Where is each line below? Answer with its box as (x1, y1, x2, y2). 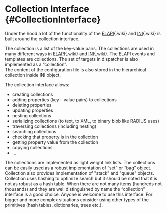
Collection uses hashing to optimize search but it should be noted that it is (5, 175, 157, 181)
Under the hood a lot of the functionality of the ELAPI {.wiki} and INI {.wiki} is (5, 30, 161, 36)
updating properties (12, 107, 53, 113)
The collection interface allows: (5, 81, 70, 88)
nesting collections (12, 112, 51, 118)
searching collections (12, 128, 57, 134)
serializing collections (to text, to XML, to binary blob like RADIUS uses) (12, 118, 159, 124)
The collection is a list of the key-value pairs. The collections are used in (5, 45, 154, 51)
